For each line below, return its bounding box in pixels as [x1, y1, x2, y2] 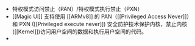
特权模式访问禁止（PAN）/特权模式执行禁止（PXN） [12, 5, 143, 12]
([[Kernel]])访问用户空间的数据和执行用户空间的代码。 [12, 28, 147, 35]
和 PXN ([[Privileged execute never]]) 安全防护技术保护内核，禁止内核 [12, 21, 188, 27]
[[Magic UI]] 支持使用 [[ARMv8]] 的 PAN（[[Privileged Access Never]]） [12, 13, 193, 20]
